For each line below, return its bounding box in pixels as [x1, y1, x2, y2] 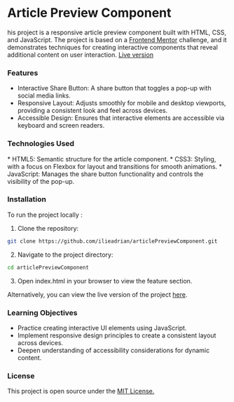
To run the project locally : [7, 210, 83, 219]
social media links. [17, 91, 71, 100]
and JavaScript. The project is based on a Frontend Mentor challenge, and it [7, 35, 227, 43]
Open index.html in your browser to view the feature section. [17, 276, 193, 285]
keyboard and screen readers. [17, 121, 105, 130]
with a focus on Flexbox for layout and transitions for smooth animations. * [7, 162, 223, 170]
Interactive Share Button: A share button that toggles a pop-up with [17, 84, 212, 93]
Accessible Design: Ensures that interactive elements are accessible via [17, 114, 225, 122]
